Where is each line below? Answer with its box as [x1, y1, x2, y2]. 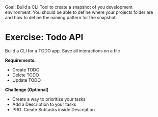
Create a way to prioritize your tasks [12, 96, 86, 102]
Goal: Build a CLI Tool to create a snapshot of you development [5, 4, 133, 10]
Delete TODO [12, 72, 39, 78]
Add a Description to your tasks [12, 101, 77, 107]
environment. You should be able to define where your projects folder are [5, 9, 154, 15]
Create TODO [12, 67, 40, 72]
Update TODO [12, 77, 41, 83]
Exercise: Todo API [5, 32, 83, 43]
